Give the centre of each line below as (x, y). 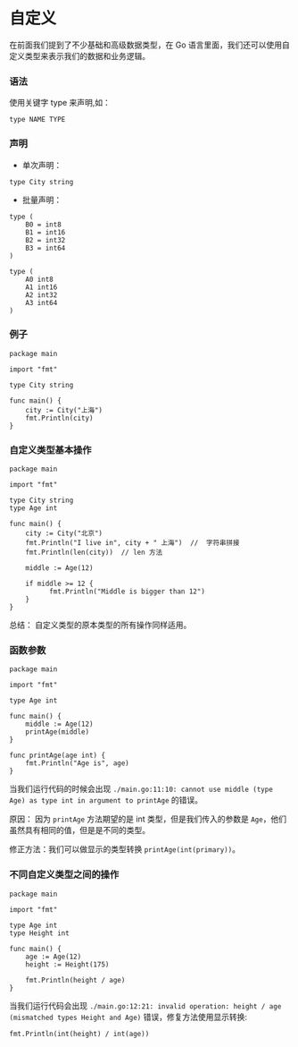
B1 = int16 (46, 232)
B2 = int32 (46, 240)
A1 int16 (41, 287)
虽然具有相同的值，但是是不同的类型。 (79, 830)
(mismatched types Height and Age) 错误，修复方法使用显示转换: (128, 1017)
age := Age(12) (54, 957)
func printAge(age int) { (57, 756)
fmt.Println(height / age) (75, 980)
